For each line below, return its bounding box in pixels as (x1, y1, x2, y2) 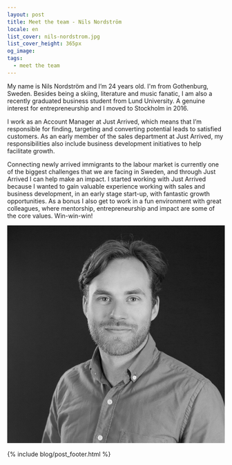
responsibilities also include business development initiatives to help (7, 139, 202, 148)
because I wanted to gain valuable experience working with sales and (7, 182, 205, 190)
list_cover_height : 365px (7, 40, 81, 48)
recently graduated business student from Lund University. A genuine (7, 97, 206, 105)
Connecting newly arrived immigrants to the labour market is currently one (7, 160, 220, 169)
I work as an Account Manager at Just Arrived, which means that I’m (7, 117, 202, 126)
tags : (7, 55, 23, 62)
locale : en (7, 26, 39, 32)
